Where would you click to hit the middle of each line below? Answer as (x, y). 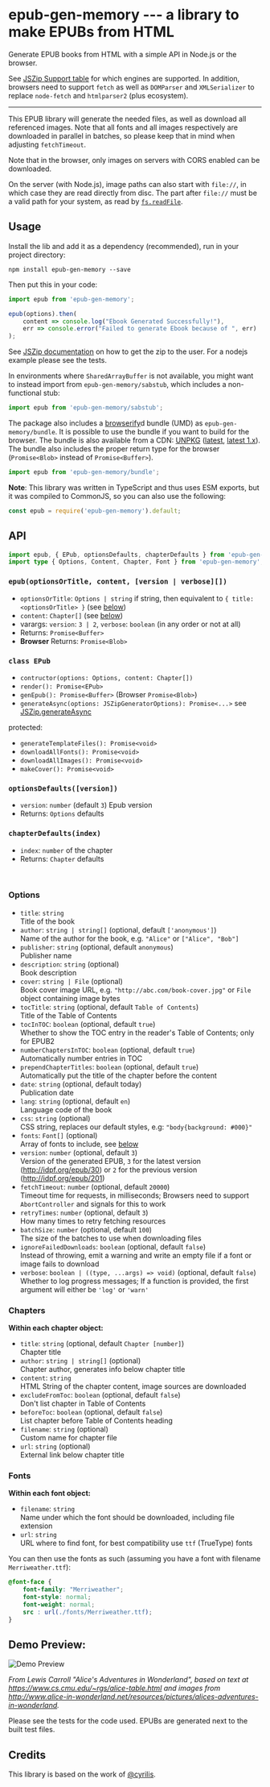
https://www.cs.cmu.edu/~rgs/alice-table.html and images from (115, 1688)
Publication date (47, 1092)
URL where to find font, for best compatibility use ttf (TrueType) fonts (136, 1543)
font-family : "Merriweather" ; (74, 1590)
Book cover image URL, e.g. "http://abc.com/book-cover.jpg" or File (135, 990)
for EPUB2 (37, 1041)
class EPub (29, 661)
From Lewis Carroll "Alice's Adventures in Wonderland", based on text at (129, 1680)
